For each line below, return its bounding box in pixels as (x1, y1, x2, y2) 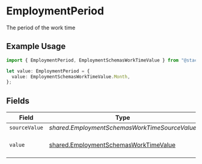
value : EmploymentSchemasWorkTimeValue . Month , (11, 74, 130, 80)
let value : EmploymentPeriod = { (6, 68, 90, 74)
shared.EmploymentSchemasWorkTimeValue (49, 141, 176, 149)
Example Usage (6, 41, 66, 51)
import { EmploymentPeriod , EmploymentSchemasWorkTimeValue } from (6, 57, 179, 63)
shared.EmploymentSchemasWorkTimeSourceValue (49, 124, 197, 132)
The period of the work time (6, 24, 76, 31)
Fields (6, 96, 30, 106)
